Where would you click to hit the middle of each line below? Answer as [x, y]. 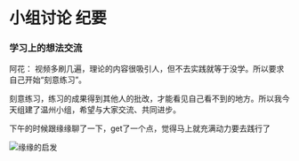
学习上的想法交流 [46, 48]
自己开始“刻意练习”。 [48, 80]
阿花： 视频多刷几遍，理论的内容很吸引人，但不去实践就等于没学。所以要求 [147, 69]
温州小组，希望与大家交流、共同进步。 [110, 110]
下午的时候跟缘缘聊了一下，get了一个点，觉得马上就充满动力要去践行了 [140, 128]
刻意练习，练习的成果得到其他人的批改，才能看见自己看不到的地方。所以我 [145, 99]
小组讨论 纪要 [58, 18]
